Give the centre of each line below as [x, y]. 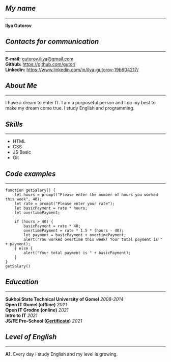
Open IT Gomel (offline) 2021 [36, 304]
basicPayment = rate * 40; [52, 226]
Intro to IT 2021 [21, 315]
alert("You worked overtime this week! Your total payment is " [93, 240]
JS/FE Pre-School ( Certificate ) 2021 [44, 321]
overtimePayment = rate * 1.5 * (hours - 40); [74, 231]
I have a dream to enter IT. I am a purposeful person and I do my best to [81, 103]
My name [21, 8]
